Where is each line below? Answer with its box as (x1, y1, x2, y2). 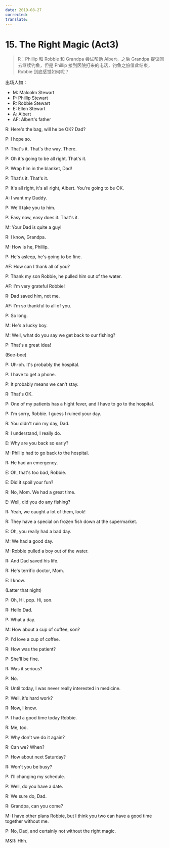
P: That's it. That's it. (5, 175, 49, 181)
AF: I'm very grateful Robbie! (5, 283, 65, 289)
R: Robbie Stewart (12, 100, 51, 106)
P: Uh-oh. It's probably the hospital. (5, 361, 80, 368)
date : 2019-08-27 (5, 7, 42, 13)
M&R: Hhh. (5, 838, 28, 844)
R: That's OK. (5, 391, 33, 397)
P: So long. (5, 312, 28, 319)
